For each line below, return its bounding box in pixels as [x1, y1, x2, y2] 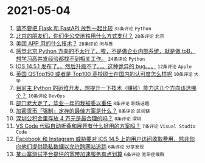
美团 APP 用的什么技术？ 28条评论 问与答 [15, 40, 113, 47]
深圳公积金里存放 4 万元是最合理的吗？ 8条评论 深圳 [15, 114, 142, 122]
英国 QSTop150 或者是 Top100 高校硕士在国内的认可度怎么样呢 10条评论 [15, 70, 193, 77]
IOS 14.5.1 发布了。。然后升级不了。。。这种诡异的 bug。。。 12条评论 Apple [15, 62, 192, 70]
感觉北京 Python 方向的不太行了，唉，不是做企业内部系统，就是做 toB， [15, 47, 196, 55]
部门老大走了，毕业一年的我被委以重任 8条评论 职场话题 [15, 99, 150, 106]
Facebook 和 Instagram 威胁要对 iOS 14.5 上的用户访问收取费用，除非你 [15, 135, 195, 142]
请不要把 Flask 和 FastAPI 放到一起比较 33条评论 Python [15, 24, 151, 32]
